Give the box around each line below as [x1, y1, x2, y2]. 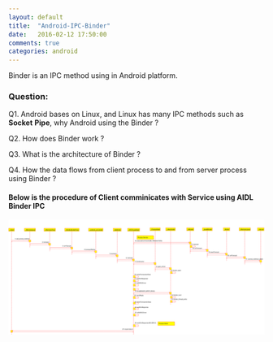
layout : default [8, 13, 63, 21]
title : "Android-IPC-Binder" [8, 21, 111, 30]
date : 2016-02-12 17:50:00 [8, 30, 107, 38]
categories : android [8, 47, 79, 56]
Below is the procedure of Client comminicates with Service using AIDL [8, 193, 254, 202]
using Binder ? [8, 174, 57, 184]
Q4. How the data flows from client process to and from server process [8, 165, 248, 175]
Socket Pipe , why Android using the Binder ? [8, 118, 159, 128]
